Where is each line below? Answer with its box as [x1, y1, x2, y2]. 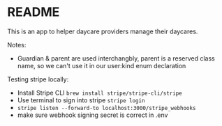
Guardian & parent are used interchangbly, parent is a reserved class [17, 54, 215, 63]
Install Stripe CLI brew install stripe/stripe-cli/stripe [17, 88, 183, 97]
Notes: [7, 40, 27, 49]
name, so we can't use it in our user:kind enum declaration [17, 61, 186, 70]
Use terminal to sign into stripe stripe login [17, 95, 145, 104]
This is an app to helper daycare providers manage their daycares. [7, 27, 198, 36]
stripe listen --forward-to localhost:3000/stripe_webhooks [17, 104, 196, 111]
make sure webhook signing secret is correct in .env [17, 111, 168, 119]
